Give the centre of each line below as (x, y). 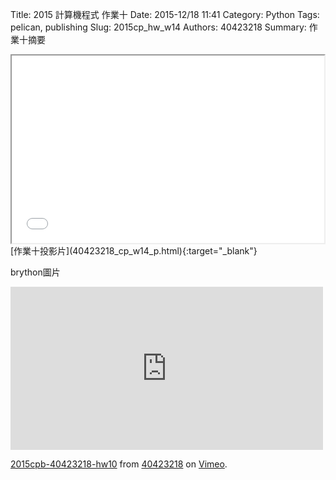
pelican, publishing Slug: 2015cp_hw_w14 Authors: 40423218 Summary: (158, 27)
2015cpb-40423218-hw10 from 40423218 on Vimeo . (119, 464)
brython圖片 (35, 272)
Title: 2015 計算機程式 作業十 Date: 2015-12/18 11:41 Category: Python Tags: (165, 14)
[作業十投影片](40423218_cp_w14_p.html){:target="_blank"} (134, 251)
